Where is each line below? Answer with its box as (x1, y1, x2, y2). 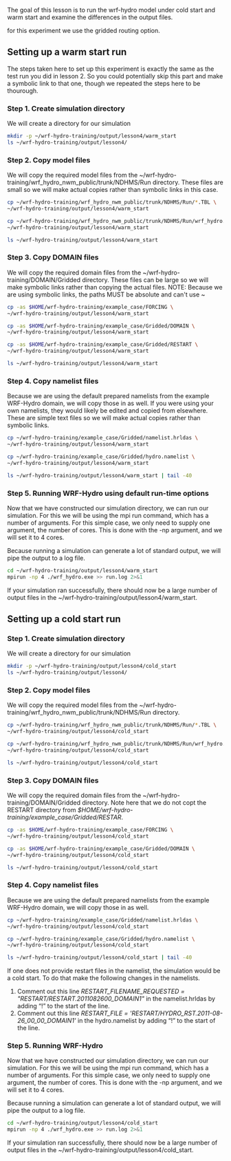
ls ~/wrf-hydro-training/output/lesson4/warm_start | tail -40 (7, 472, 192, 479)
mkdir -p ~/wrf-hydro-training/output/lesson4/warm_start (7, 133, 177, 140)
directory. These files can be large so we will (82, 275, 208, 284)
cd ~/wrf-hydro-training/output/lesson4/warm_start (7, 567, 158, 574)
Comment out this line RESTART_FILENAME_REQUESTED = (16, 987, 185, 996)
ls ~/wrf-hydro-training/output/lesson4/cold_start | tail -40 (7, 954, 192, 962)
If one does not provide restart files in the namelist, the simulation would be (7, 966, 221, 975)
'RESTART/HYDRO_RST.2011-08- (129, 1009, 223, 1017)
